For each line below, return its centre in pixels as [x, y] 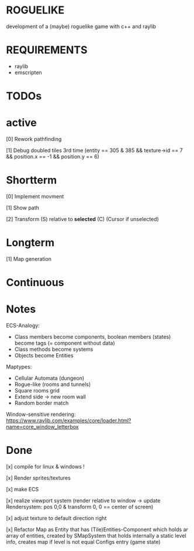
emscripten [28, 72]
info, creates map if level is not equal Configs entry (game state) [83, 542]
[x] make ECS [22, 489]
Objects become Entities [44, 355]
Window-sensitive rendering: [41, 414]
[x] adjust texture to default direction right [56, 518]
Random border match [41, 403]
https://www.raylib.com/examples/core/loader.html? [69, 421]
